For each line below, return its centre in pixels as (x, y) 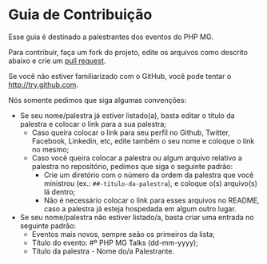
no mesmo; (50, 149)
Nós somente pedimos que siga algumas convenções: (98, 100)
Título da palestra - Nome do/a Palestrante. (103, 251)
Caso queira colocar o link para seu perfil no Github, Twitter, (131, 132)
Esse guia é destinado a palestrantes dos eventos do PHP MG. (111, 37)
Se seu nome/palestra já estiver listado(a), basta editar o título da (127, 115)
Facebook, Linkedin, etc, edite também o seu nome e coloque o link (143, 140)
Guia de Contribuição (80, 15)
